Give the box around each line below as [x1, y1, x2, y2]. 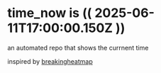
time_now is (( [7, 5, 92, 21]
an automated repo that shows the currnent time [7, 43, 149, 52]
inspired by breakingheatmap [7, 57, 94, 65]
